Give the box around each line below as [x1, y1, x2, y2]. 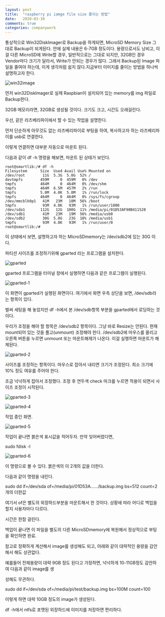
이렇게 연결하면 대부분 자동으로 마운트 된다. [5, 144, 88, 150]
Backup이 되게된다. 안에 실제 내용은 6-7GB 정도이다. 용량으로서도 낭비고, [14, 46, 155, 52]
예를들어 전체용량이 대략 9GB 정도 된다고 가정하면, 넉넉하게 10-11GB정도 [5, 560, 144, 566]
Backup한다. [5, 96, 30, 102]
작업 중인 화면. [5, 414, 33, 420]
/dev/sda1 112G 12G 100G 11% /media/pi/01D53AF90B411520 [5, 207, 146, 213]
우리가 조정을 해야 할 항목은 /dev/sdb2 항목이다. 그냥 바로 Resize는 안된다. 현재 [5, 323, 158, 329]
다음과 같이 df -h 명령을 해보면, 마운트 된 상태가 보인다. [5, 155, 110, 161]
